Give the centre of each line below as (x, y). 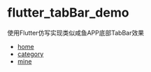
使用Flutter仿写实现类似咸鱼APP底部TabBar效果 (76, 33)
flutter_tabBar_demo (68, 13)
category (30, 54)
